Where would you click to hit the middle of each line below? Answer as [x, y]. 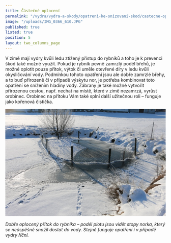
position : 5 [18, 38]
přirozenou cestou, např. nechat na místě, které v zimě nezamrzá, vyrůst [81, 91]
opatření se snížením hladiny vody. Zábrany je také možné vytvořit [75, 85]
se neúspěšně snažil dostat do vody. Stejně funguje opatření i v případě [81, 230]
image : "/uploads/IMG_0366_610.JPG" [44, 21]
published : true [22, 27]
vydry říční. [17, 235]
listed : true [19, 32]
